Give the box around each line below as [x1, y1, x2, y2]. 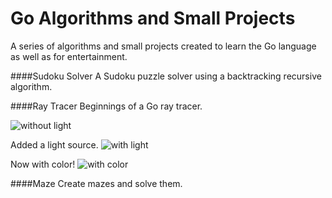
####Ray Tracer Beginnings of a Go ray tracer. [10, 100, 203, 112]
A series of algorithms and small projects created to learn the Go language [10, 40, 317, 52]
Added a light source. [10, 138, 99, 151]
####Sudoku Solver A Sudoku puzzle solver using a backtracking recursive [10, 70, 322, 82]
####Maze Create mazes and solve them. [10, 177, 183, 189]
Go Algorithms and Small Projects [10, 7, 296, 30]
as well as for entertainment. [10, 50, 128, 62]
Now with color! [10, 158, 76, 170]
